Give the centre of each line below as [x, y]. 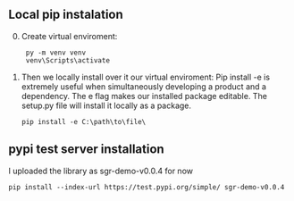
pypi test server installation [86, 150]
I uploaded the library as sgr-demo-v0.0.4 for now [101, 171]
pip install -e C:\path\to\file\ [84, 121]
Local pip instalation [66, 15]
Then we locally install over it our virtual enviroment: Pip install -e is [145, 77]
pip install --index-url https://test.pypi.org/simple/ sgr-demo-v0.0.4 [147, 187]
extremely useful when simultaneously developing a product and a [144, 86]
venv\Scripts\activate [68, 60]
